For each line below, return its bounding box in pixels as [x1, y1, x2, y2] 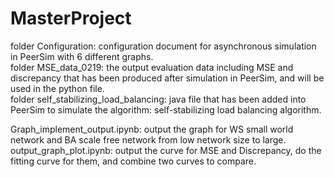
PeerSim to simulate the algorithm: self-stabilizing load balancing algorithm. [10, 103, 322, 116]
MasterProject [10, 7, 132, 30]
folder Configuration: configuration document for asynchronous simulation [10, 40, 317, 52]
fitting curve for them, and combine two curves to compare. [10, 155, 257, 167]
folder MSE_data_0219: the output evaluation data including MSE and [10, 61, 294, 73]
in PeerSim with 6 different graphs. [10, 50, 154, 62]
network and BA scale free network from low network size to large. [10, 133, 287, 146]
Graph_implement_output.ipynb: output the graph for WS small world [10, 123, 294, 135]
